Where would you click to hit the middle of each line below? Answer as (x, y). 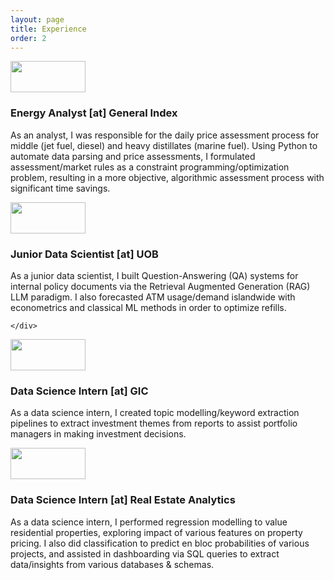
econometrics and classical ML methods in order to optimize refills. (148, 307)
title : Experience (48, 29)
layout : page (37, 19)
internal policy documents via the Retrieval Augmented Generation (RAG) (160, 286)
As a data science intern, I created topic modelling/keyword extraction (155, 413)
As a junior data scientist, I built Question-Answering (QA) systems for (154, 275)
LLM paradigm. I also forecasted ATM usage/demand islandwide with (153, 297)
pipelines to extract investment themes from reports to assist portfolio (154, 423)
